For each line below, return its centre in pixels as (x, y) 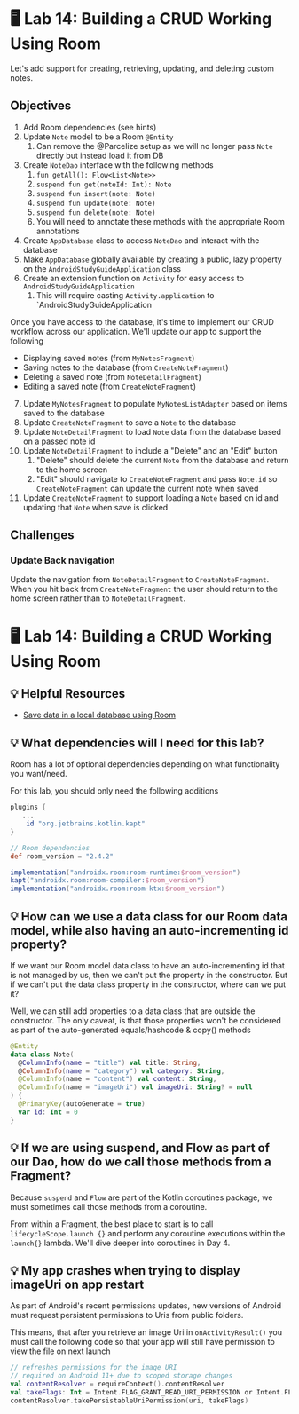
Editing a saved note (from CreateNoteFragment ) (110, 386)
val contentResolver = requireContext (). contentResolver (118, 1384)
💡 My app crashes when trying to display (125, 1271)
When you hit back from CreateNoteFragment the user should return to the (144, 589)
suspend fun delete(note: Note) (96, 213)
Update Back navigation (63, 560)
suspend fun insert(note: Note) (96, 194)
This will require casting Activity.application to (125, 295)
